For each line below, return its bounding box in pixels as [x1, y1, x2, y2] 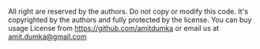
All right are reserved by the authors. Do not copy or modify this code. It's [8, 7, 249, 16]
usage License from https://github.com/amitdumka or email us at [8, 24, 220, 32]
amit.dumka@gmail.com [8, 32, 87, 41]
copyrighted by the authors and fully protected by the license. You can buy [8, 15, 252, 24]
